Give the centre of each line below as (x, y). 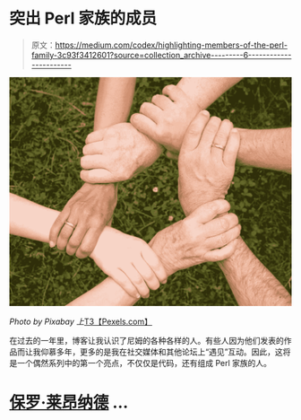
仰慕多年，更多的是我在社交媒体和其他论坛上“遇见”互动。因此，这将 (165, 352)
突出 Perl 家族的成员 (83, 18)
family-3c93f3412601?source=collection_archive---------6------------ (161, 55)
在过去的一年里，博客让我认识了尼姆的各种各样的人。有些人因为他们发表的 (146, 340)
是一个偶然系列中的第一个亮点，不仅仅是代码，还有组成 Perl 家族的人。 (140, 363)
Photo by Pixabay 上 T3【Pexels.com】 (81, 321)
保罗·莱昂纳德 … (69, 402)
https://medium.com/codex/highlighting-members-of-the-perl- (172, 45)
